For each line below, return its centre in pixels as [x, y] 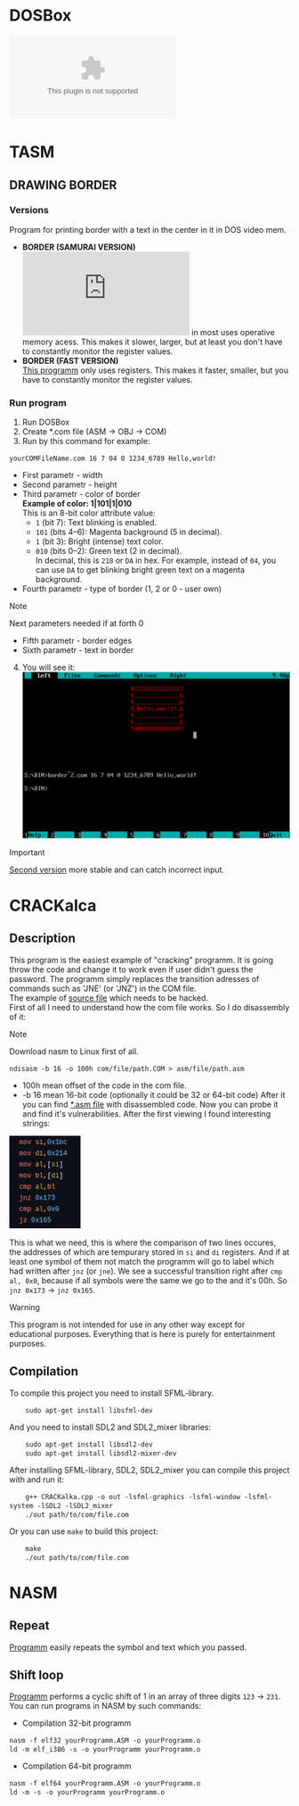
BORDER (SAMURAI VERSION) [79, 247]
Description [42, 939]
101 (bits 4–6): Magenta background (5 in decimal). [129, 532]
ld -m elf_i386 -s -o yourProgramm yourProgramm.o [105, 1750]
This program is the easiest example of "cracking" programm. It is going [141, 960]
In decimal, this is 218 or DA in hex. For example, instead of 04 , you [156, 561]
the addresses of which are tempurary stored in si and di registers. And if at [149, 1252]
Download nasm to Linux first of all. [74, 1051]
